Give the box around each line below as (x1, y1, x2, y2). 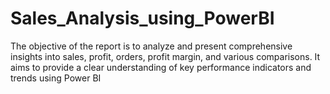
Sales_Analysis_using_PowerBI (10, 7, 275, 30)
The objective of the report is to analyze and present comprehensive (10, 40, 293, 52)
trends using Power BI (10, 72, 102, 84)
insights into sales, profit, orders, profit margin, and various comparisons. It (10, 50, 321, 62)
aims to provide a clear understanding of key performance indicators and (10, 61, 312, 73)
